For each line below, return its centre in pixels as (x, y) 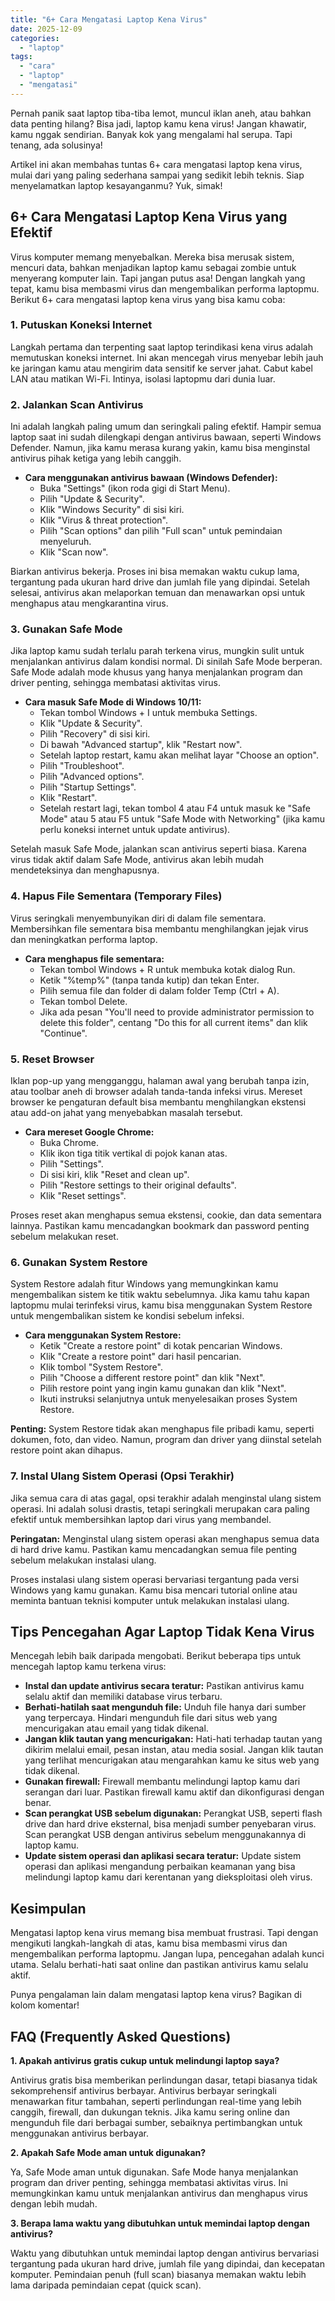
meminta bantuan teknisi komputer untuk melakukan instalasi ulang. (150, 1600)
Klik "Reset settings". (83, 1196)
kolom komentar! (45, 2005)
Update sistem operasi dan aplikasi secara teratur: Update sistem (163, 1856)
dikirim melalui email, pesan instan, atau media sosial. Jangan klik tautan (174, 1750)
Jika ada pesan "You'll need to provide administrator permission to (177, 1012)
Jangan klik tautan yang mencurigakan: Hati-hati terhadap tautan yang (173, 1739)
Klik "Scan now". (74, 552)
